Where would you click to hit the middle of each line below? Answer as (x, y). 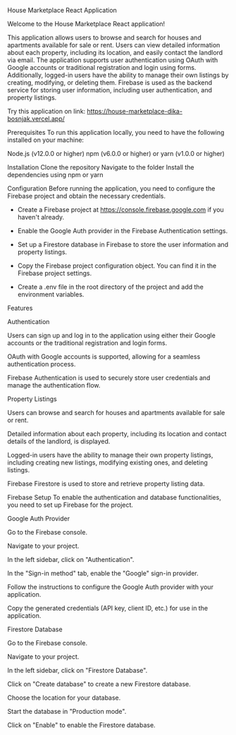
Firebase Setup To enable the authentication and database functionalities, (114, 497)
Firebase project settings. (55, 273)
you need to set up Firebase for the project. (70, 505)
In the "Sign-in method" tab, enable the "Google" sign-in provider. (103, 573)
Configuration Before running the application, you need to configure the (111, 189)
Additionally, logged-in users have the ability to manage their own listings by (118, 75)
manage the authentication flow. (54, 385)
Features (20, 308)
